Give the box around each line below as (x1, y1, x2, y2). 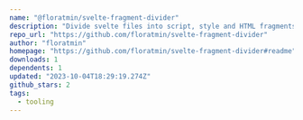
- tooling (17, 97, 54, 106)
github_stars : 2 (9, 80, 70, 89)
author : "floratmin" (9, 38, 87, 48)
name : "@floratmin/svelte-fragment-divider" (9, 13, 179, 23)
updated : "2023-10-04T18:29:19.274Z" (9, 72, 151, 81)
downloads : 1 (9, 55, 59, 64)
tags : (9, 88, 30, 97)
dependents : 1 (9, 64, 63, 73)
